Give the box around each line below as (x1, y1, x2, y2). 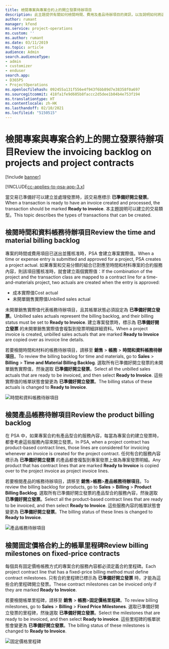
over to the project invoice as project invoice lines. (5, 468, 109, 474)
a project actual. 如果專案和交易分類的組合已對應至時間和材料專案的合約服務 (5, 262, 163, 268)
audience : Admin (5, 49, 39, 54)
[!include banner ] (5, 174, 41, 180)
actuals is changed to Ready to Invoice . (5, 384, 88, 390)
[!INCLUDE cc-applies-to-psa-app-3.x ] (5, 183, 85, 189)
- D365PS (5, 78, 24, 83)
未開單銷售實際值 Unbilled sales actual (12, 296, 91, 302)
